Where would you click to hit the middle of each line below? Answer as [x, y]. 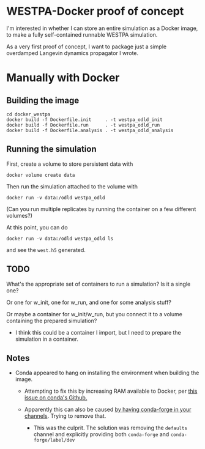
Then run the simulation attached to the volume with [72, 186]
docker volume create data [41, 175]
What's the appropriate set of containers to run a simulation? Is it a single [99, 284]
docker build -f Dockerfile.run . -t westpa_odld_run [83, 125]
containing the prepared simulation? [52, 321]
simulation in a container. [47, 339]
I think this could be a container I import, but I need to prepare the [98, 332]
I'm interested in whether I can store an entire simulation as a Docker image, [102, 28]
